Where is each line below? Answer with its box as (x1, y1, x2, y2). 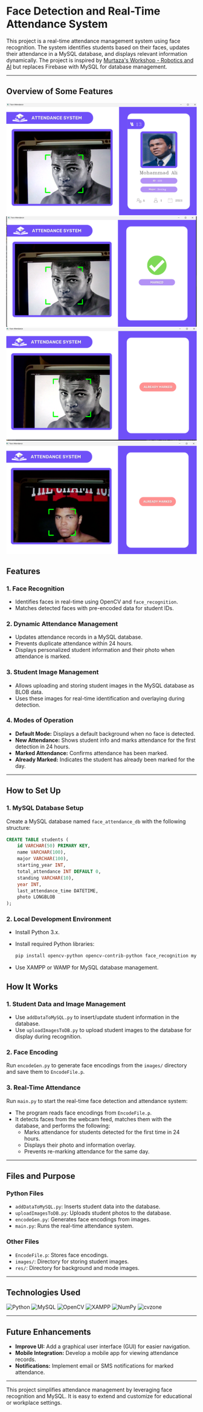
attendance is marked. (14, 653, 71, 660)
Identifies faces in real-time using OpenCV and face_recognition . (14, 598, 178, 605)
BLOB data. (14, 688, 43, 696)
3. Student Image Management (6, 668, 99, 676)
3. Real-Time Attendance (6, 1084, 81, 1092)
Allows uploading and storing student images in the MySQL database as (14, 682, 195, 689)
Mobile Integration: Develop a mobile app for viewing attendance (14, 1349, 179, 1357)
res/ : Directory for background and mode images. (14, 1264, 140, 1271)
